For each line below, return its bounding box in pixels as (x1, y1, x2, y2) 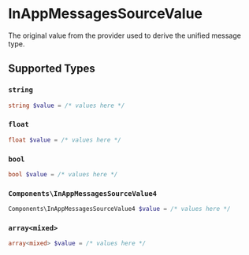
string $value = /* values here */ (8, 102, 125, 109)
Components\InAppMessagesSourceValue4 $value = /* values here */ (8, 205, 231, 213)
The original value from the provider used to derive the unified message (8, 31, 242, 40)
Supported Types (8, 62, 96, 76)
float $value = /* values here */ (8, 135, 122, 144)
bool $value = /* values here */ (8, 170, 118, 178)
